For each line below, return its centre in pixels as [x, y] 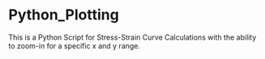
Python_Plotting [64, 15]
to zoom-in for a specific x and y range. [74, 45]
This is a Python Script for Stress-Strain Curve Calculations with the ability [132, 37]
